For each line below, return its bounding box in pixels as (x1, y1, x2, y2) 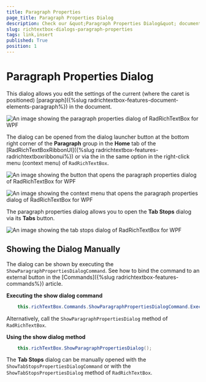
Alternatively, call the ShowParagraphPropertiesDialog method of (6, 315, 168, 322)
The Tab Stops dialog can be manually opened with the (6, 356, 147, 364)
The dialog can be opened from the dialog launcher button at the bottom (6, 133, 189, 140)
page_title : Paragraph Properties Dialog (6, 15, 114, 21)
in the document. (69, 102, 112, 110)
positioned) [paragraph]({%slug (6, 96, 87, 104)
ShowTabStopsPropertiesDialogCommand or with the (6, 362, 131, 370)
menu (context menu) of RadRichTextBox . (6, 159, 109, 166)
